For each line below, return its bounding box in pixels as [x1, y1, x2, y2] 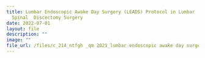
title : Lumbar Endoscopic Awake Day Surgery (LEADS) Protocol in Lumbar [6, 8, 195, 15]
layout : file [6, 25, 40, 32]
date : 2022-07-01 [6, 20, 51, 26]
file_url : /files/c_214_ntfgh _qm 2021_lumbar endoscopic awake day [6, 43, 184, 49]
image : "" [6, 37, 32, 43]
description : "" [6, 31, 48, 37]
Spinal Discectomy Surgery [12, 14, 84, 21]
